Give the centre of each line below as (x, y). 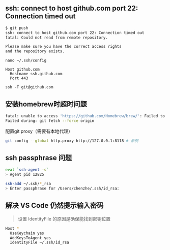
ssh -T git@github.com (29, 87)
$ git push (17, 28)
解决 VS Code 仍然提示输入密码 (54, 206)
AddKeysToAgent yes (31, 238)
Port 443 (19, 78)
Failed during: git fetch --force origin (50, 121)
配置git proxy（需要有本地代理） (39, 131)
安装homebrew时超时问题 (46, 104)
